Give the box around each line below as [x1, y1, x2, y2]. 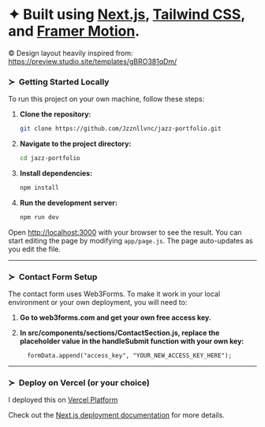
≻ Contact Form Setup [8, 271, 98, 282]
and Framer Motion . [8, 22, 140, 40]
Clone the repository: [19, 110, 91, 119]
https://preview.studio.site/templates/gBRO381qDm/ [8, 57, 177, 66]
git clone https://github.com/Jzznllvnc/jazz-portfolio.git [19, 124, 222, 133]
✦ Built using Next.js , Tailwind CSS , [8, 6, 246, 24]
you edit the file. [8, 244, 61, 254]
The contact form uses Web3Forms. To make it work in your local [8, 289, 221, 299]
